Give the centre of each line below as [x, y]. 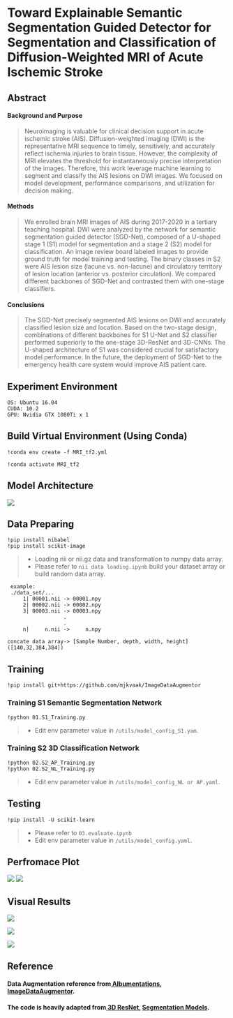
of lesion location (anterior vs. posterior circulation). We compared [120, 274]
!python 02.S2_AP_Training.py [51, 763]
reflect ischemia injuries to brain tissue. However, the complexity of [121, 153]
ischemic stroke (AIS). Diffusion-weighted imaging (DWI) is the [114, 138]
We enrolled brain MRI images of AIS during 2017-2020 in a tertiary [121, 222]
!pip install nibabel [39, 540]
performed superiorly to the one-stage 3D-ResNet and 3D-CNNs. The [125, 343]
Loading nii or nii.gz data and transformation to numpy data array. [129, 559]
